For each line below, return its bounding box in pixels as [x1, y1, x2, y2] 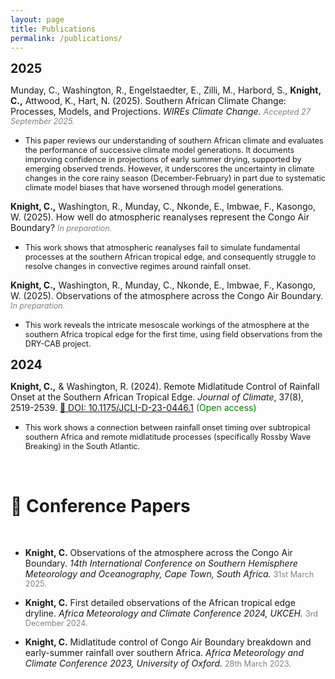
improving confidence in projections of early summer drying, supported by [24, 154, 302, 165]
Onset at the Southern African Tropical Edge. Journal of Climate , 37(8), [10, 391, 305, 403]
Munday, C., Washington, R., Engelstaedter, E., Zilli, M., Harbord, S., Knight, [10, 84, 322, 96]
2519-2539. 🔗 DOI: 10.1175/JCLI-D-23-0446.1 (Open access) [10, 402, 257, 414]
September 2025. [10, 116, 75, 127]
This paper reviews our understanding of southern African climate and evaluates [24, 136, 324, 146]
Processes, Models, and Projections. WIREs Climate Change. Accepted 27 [10, 106, 311, 118]
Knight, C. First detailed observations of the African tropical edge [24, 597, 296, 609]
